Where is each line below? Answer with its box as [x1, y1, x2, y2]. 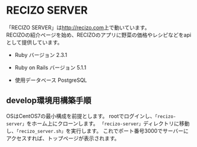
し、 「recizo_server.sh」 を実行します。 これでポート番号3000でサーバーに [6, 127, 189, 134]
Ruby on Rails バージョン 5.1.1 [14, 63, 87, 71]
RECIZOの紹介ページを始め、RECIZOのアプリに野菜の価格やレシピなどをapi [6, 31, 192, 39]
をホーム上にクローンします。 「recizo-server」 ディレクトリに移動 [26, 120, 190, 127]
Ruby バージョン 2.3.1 [14, 51, 67, 58]
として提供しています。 [6, 39, 63, 46]
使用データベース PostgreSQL [14, 76, 87, 84]
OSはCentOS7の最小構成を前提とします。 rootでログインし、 [6, 112, 155, 119]
